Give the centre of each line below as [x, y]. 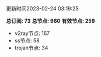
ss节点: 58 [27, 40]
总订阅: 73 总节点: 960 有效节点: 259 [50, 21]
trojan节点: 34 [31, 48]
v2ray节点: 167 [32, 33]
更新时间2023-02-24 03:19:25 [42, 8]
